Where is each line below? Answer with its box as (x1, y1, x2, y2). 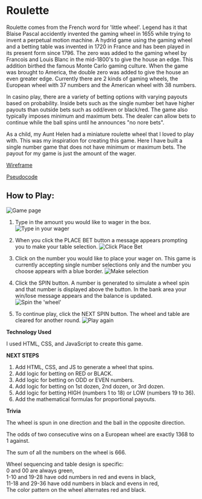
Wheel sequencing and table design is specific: (6, 460, 124, 468)
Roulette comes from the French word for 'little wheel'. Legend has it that (6, 24, 188, 31)
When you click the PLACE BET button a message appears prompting (14, 236, 188, 243)
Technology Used (6, 328, 52, 335)
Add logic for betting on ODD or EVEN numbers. (14, 376, 134, 384)
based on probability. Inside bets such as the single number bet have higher (6, 99, 195, 106)
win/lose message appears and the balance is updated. (14, 292, 153, 299)
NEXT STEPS (6, 352, 39, 359)
